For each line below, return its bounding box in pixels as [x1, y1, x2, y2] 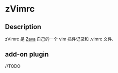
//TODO [5, 63, 21, 69]
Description [5, 23, 41, 31]
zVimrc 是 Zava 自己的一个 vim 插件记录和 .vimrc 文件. [5, 36, 113, 42]
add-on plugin [5, 50, 49, 58]
